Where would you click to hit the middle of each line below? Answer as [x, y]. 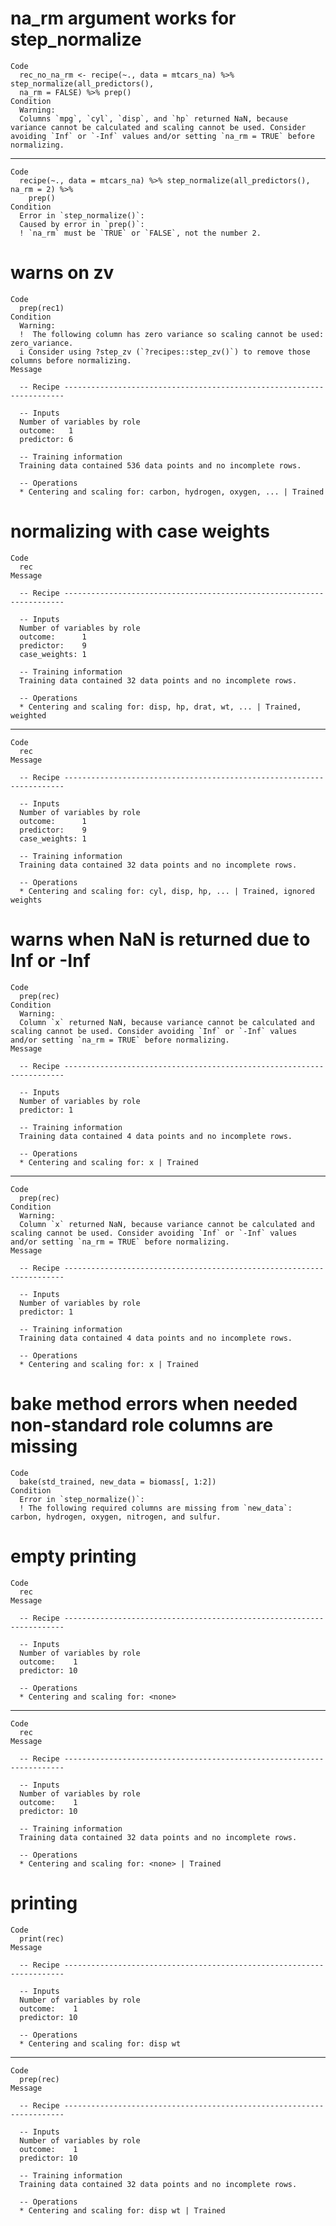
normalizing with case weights [140, 531]
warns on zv [62, 273]
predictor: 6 [46, 439]
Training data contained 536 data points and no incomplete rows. [160, 465]
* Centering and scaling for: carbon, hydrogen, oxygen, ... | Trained [172, 492]
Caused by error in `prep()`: [82, 224]
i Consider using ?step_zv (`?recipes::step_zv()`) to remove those [165, 352]
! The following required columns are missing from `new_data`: [156, 1508]
